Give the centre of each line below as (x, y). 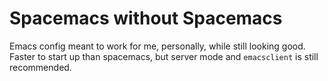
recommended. (40, 67)
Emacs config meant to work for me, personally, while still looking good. (157, 46)
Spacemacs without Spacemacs (146, 18)
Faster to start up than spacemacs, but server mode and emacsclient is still (164, 56)
